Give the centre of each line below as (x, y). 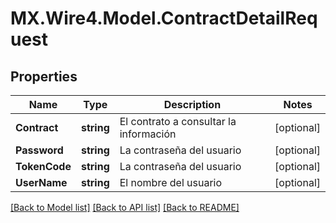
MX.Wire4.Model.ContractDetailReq (164, 18)
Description (192, 104)
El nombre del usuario (171, 182)
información (148, 134)
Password (39, 150)
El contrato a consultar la (178, 121)
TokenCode (43, 166)
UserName (41, 182)
